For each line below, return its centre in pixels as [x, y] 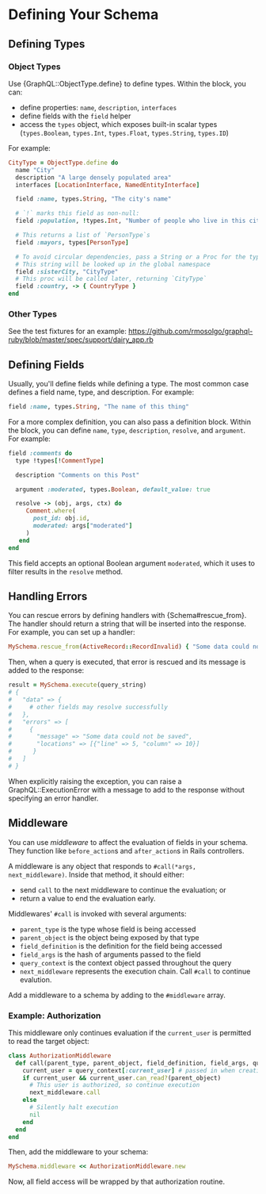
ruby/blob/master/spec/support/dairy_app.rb [81, 340]
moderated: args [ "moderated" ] [83, 526]
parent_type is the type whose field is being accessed [108, 929]
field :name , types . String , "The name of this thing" [99, 407]
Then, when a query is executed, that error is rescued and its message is [127, 662]
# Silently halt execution [74, 1108]
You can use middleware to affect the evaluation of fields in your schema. [128, 842]
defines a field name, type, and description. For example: [101, 392]
